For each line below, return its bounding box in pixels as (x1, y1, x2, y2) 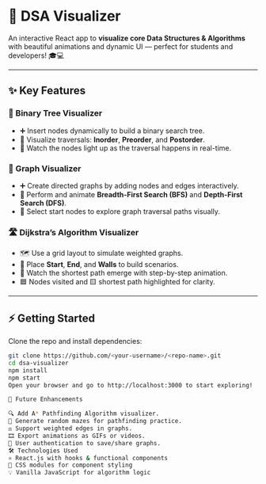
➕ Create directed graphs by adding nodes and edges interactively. (19, 181, 239, 190)
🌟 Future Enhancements (8, 395, 83, 403)
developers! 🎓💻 (8, 51, 65, 60)
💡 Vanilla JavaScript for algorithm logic (8, 469, 151, 477)
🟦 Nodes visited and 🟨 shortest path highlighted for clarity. (19, 277, 215, 287)
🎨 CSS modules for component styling (8, 461, 133, 470)
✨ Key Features (8, 84, 85, 97)
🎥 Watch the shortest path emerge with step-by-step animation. (19, 269, 228, 278)
